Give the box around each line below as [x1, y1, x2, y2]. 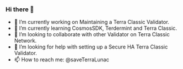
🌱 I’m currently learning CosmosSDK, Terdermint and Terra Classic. [14, 25, 178, 32]
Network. [14, 37, 37, 44]
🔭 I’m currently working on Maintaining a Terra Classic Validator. [14, 19, 169, 26]
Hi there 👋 [5, 5, 35, 13]
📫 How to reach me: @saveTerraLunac [14, 56, 109, 63]
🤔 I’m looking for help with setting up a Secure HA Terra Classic [14, 43, 168, 50]
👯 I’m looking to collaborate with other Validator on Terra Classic [14, 31, 170, 38]
